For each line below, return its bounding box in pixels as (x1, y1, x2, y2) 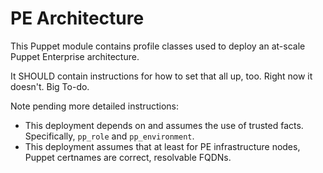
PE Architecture (10, 7, 145, 30)
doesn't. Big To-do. (10, 80, 90, 92)
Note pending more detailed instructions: (10, 100, 179, 112)
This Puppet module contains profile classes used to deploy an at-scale (10, 40, 306, 52)
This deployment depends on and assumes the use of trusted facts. (24, 119, 304, 131)
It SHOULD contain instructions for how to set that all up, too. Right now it (10, 70, 313, 82)
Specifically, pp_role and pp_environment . (24, 130, 195, 142)
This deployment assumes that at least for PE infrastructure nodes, (24, 140, 301, 152)
